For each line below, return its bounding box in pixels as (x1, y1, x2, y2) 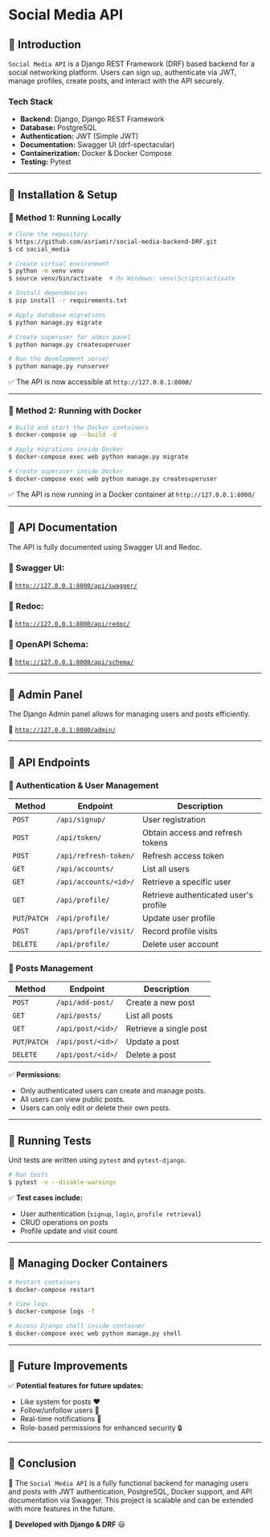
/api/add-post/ (55, 998, 114, 1007)
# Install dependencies (8, 289, 88, 297)
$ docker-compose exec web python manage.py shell (8, 1330, 182, 1338)
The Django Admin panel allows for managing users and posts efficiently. (8, 709, 251, 719)
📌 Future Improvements (8, 1359, 129, 1373)
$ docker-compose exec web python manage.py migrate (8, 453, 189, 461)
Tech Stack (8, 96, 54, 107)
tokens (141, 837, 169, 848)
